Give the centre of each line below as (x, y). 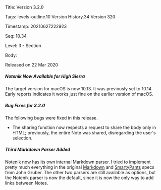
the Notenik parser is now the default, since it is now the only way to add (80, 178)
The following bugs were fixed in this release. (52, 118)
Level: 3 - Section (23, 46)
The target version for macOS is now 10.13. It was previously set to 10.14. (79, 88)
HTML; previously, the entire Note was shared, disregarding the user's (84, 132)
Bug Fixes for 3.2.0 (25, 105)
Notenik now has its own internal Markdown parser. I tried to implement (78, 162)
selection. (22, 138)
